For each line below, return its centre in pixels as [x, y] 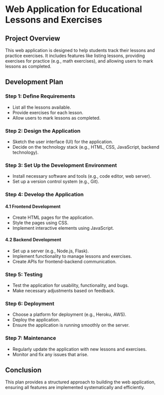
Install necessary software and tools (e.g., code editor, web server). [82, 176]
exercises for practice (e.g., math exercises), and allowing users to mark [79, 61]
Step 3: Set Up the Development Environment [61, 165]
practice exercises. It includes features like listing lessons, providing [75, 56]
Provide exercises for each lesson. [48, 112]
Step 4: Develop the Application [44, 195]
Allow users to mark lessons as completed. [56, 118]
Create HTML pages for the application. [53, 218]
